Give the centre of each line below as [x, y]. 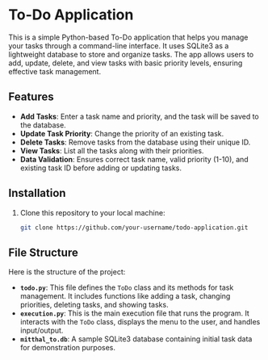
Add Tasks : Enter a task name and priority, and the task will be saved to [140, 116]
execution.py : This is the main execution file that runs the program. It [135, 313]
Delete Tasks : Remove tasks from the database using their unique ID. [135, 142]
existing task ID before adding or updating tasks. [101, 168]
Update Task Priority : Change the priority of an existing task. [122, 133]
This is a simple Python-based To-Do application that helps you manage [128, 37]
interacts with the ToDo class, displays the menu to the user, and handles [140, 322]
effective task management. [55, 71]
